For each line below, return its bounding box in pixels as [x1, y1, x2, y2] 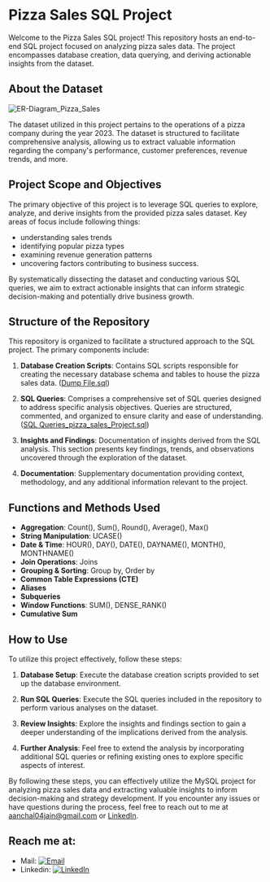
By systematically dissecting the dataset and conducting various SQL [8, 274, 241, 284]
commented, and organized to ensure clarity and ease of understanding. [20, 411, 263, 421]
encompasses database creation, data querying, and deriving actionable [8, 50, 251, 59]
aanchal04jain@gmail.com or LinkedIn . [8, 811, 139, 820]
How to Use [8, 632, 68, 646]
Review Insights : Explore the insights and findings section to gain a [20, 718, 246, 728]
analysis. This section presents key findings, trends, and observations [20, 444, 255, 454]
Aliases [20, 583, 46, 593]
